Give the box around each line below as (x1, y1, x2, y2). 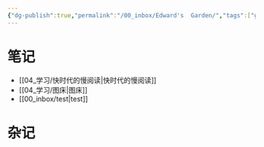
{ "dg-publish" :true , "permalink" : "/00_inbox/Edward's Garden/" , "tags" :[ (7, 11, 251, 20)
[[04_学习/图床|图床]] (18, 85, 88, 94)
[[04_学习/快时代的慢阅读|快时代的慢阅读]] (18, 75, 157, 85)
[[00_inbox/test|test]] (18, 94, 88, 103)
